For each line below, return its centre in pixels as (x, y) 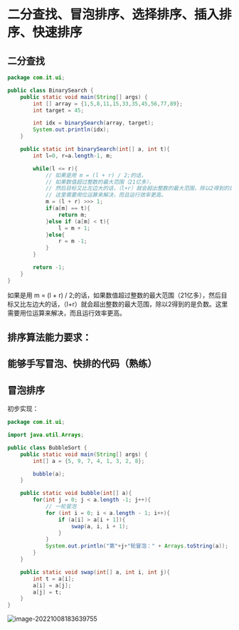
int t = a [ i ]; (54, 579)
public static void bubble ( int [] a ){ (76, 493)
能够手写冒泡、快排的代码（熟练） (82, 364)
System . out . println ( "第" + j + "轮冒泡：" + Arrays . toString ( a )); (137, 546)
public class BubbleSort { (47, 448)
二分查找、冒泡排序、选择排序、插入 (113, 15)
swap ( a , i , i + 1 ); (100, 526)
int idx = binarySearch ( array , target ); (94, 123)
